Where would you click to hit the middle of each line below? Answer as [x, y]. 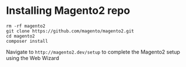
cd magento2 [20, 36]
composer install [27, 41]
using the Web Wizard [33, 58]
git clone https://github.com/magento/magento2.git [70, 31]
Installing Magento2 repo [68, 11]
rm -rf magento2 [26, 26]
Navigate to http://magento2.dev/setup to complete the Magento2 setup [93, 52]
